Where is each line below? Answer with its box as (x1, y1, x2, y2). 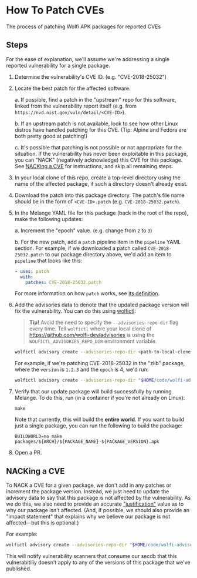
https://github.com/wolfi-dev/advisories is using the (29, 332, 155, 339)
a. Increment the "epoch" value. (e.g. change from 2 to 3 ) (14, 227, 152, 234)
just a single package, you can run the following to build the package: (14, 422, 183, 429)
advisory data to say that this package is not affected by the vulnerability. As (6, 494, 191, 501)
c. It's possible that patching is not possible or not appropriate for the (14, 143, 182, 151)
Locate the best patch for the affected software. (14, 85, 131, 92)
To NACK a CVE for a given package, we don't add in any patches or (6, 482, 172, 489)
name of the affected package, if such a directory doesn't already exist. (14, 180, 188, 187)
